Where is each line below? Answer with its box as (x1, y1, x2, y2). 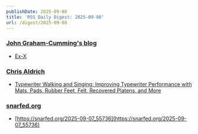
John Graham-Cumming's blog (6, 39, 97, 47)
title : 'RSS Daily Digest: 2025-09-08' (6, 14, 105, 20)
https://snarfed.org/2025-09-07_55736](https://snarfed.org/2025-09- (17, 115, 187, 122)
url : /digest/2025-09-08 (6, 19, 67, 25)
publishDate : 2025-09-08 (6, 8, 67, 15)
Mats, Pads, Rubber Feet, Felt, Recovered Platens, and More (14, 87, 161, 94)
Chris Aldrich (6, 67, 46, 76)
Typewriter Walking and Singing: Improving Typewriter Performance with (14, 80, 192, 87)
